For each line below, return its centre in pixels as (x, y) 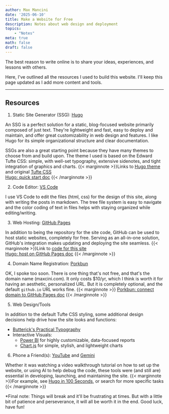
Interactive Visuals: (32, 335)
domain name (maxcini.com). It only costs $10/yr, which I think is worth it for (84, 279)
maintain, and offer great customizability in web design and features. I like (82, 135)
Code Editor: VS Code (35, 187)
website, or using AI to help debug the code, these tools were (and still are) (83, 371)
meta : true (17, 38)
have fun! (15, 407)
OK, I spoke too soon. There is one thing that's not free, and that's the (77, 273)
